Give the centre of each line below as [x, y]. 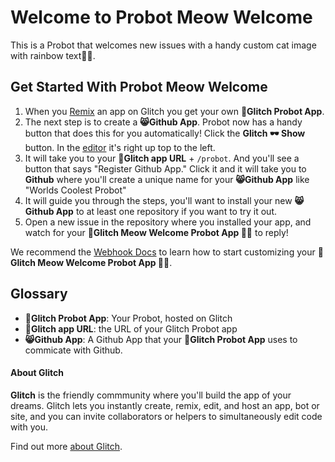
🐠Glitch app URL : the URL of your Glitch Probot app [131, 328]
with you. [29, 427]
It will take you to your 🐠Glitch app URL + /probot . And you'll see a [162, 158]
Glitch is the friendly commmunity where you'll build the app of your [151, 395]
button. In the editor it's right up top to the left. [120, 147]
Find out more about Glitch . [66, 446]
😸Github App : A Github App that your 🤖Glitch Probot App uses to [161, 339]
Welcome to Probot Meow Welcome [161, 17]
